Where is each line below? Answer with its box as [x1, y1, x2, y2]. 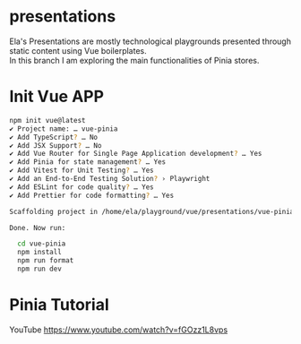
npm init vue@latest [9, 116, 87, 125]
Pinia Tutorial [9, 295, 109, 315]
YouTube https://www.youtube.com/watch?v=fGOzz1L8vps [9, 324, 228, 335]
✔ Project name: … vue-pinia [9, 124, 118, 133]
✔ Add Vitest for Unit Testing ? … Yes [9, 166, 154, 176]
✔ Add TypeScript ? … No [9, 133, 99, 142]
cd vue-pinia [17, 239, 66, 248]
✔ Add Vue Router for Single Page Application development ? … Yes [9, 150, 262, 159]
